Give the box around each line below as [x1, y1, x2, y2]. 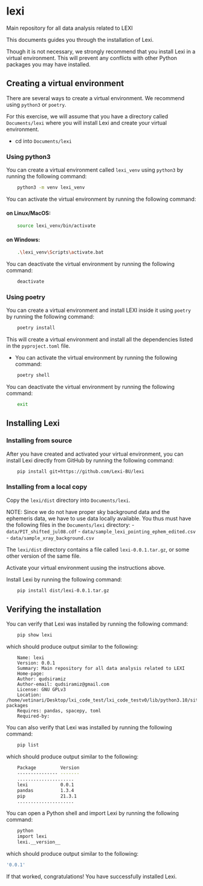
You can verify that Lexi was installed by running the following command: [6, 620, 188, 627]
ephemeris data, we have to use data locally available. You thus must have [6, 515, 192, 522]
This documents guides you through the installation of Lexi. [6, 36, 154, 43]
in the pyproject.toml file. [6, 342, 71, 350]
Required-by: [17, 713, 50, 720]
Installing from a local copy [6, 482, 88, 491]
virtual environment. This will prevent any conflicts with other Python [6, 54, 177, 61]
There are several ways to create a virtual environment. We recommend [6, 94, 185, 101]
